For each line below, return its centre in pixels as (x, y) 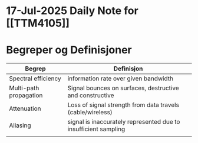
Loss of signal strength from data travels (123, 105)
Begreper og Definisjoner (69, 50)
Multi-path (24, 88)
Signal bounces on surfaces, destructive (123, 88)
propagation (26, 96)
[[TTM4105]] (38, 23)
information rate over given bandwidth (121, 79)
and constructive (91, 96)
